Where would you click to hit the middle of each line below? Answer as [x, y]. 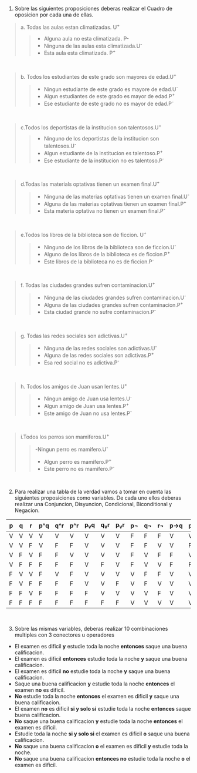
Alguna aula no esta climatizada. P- [86, 38]
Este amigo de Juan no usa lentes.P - [88, 413]
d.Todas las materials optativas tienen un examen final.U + [90, 183]
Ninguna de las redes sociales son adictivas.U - [100, 347]
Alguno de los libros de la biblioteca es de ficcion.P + [107, 254]
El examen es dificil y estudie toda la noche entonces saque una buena [101, 647]
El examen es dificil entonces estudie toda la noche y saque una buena [101, 659]
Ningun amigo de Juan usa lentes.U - [88, 398]
